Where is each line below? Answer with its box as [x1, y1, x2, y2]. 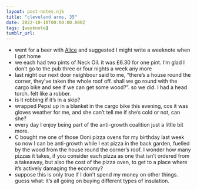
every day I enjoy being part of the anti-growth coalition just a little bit [14, 121, 183, 128]
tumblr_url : [6, 30, 35, 36]
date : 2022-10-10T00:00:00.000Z [6, 19, 85, 25]
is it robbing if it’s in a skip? [14, 96, 81, 103]
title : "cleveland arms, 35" [6, 14, 78, 20]
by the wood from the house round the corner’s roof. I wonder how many [14, 146, 191, 153]
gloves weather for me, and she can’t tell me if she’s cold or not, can [14, 109, 181, 116]
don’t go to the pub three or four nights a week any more [14, 65, 152, 72]
